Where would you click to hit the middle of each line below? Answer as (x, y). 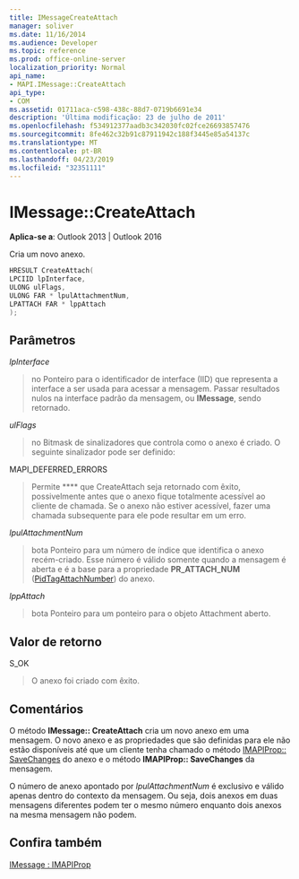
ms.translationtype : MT (54, 143)
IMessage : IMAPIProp (50, 864)
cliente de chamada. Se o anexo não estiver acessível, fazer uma (151, 506)
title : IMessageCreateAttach (64, 17)
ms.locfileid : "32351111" (57, 168)
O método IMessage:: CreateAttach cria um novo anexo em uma (129, 731)
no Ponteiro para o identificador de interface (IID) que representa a (154, 379)
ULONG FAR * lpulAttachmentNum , (69, 296)
